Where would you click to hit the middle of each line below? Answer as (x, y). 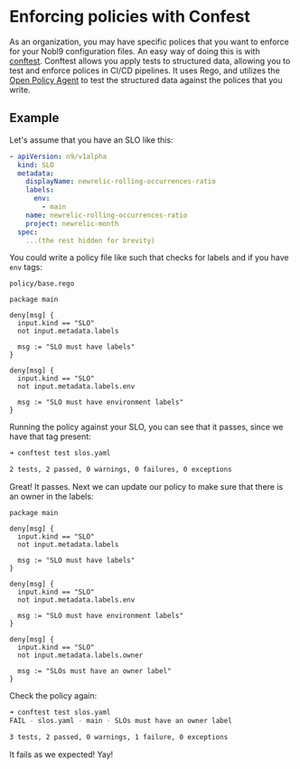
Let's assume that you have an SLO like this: (91, 140)
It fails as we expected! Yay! (61, 754)
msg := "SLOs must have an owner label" (94, 671)
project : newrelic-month (72, 223)
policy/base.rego (42, 284)
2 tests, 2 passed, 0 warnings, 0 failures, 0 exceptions (121, 470)
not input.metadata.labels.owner (80, 656)
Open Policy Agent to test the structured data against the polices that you (146, 80)
